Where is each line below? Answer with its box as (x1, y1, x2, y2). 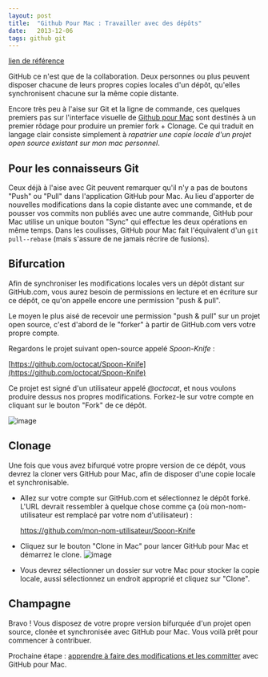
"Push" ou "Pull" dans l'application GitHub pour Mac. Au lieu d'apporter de (8, 192, 254, 201)
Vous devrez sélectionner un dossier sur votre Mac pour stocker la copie (19, 565, 260, 574)
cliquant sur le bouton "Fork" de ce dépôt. (8, 400, 147, 410)
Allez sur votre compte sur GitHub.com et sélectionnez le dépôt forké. (19, 493, 250, 502)
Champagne (8, 597, 71, 610)
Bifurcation (8, 257, 66, 271)
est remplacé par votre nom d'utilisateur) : (54, 510, 194, 520)
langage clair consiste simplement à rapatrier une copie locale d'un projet (8, 130, 252, 140)
